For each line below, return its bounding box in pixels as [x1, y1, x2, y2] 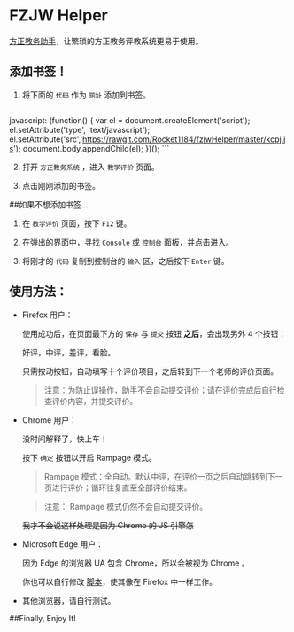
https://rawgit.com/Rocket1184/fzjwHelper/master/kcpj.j [82, 134, 286, 144]
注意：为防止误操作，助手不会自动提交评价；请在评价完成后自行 [43, 385, 277, 395]
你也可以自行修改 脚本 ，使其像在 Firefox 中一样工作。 [21, 576, 217, 587]
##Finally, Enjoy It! [9, 612, 77, 623]
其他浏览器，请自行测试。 [21, 595, 116, 605]
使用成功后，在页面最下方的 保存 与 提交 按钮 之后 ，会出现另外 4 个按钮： [21, 328, 286, 339]
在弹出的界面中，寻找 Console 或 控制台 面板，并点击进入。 [21, 237, 235, 247]
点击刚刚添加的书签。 [21, 180, 100, 191]
